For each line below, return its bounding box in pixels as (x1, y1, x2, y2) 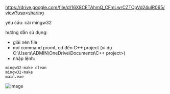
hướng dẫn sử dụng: (5, 29, 48, 35)
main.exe (5, 74, 24, 79)
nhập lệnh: (12, 55, 35, 61)
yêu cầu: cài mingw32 (5, 20, 52, 25)
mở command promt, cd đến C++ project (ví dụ (12, 45, 112, 50)
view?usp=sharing (5, 10, 44, 16)
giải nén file (12, 39, 37, 45)
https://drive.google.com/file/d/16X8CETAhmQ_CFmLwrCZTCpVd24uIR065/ (5, 5, 165, 10)
